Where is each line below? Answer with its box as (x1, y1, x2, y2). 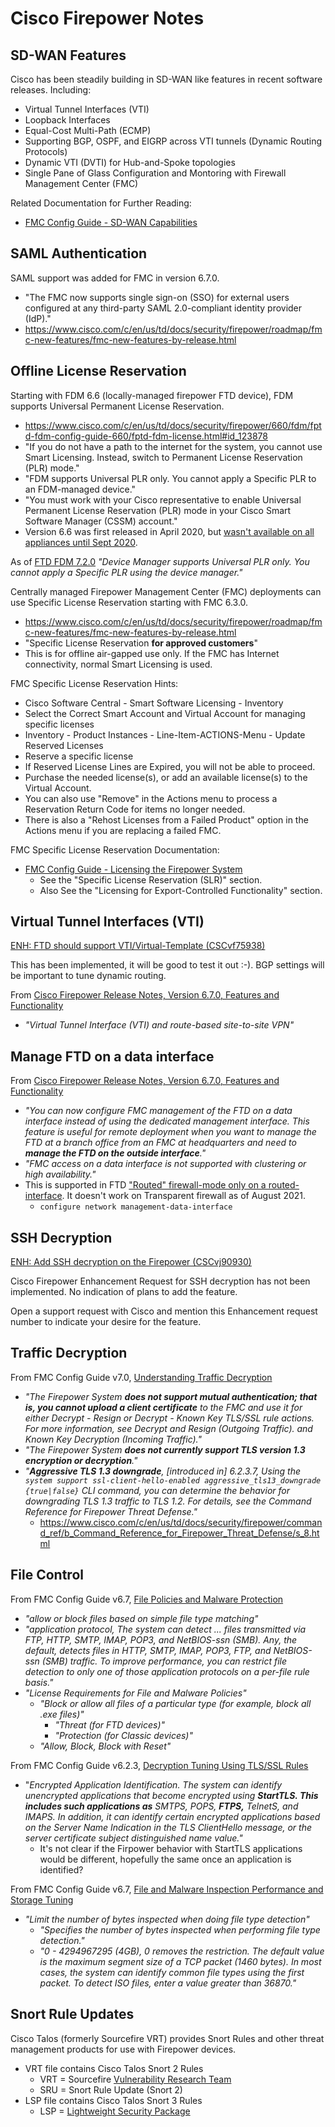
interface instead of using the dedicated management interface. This (24, 1115, 310, 1127)
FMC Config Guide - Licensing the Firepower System (24, 863, 243, 875)
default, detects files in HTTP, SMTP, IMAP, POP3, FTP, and (24, 1644, 272, 1656)
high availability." (24, 1168, 97, 1181)
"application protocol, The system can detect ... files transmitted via (24, 1623, 307, 1635)
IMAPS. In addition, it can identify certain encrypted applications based (24, 1810, 321, 1822)
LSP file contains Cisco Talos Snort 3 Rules (24, 2094, 203, 2106)
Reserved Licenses (24, 739, 104, 751)
